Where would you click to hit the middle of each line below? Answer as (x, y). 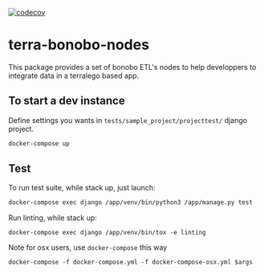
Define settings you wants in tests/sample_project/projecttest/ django (128, 120)
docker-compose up (39, 143)
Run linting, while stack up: (53, 218)
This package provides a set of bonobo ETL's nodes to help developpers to (132, 67)
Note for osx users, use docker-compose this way (88, 247)
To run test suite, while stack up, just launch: (82, 188)
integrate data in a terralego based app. (74, 76)
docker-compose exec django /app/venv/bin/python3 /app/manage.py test (130, 202)
